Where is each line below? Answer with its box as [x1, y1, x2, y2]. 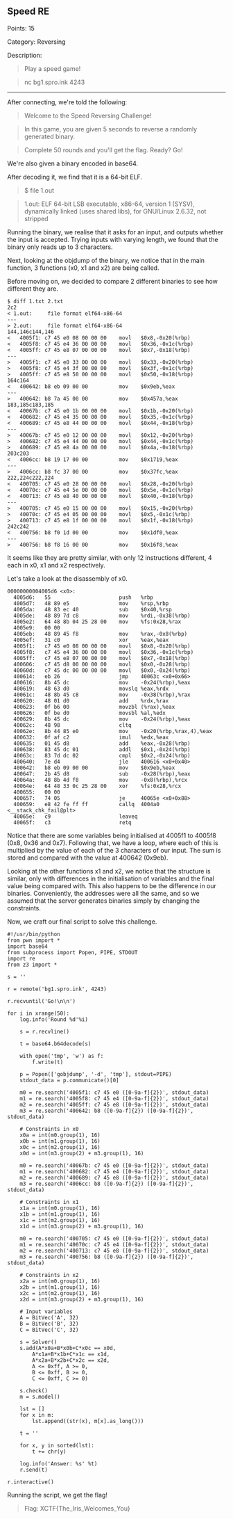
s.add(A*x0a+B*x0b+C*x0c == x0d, [19, 1344, 116, 1351]
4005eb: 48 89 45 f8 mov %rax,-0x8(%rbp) [13, 630, 188, 637]
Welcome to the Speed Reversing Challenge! [24, 111, 152, 120]
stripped [24, 214, 49, 223]
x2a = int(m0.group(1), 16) [19, 1278, 101, 1285]
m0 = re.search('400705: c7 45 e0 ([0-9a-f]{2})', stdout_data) [19, 1235, 209, 1242]
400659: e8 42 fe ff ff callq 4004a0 [13, 801, 159, 807]
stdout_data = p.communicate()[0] [19, 1077, 119, 1084]
